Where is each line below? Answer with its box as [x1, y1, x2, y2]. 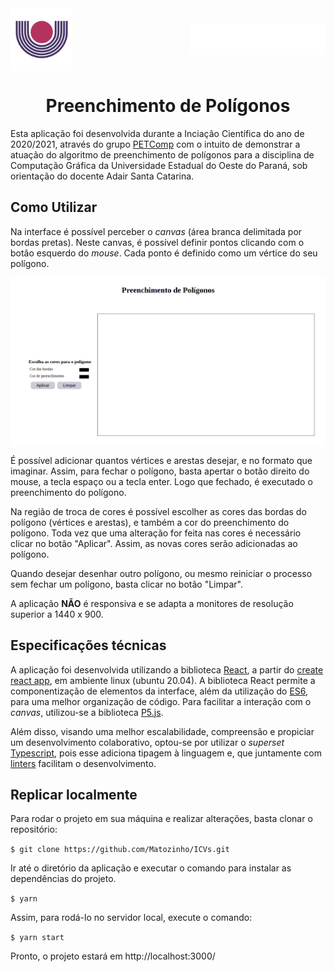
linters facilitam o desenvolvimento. [10, 757, 157, 769]
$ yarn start [10, 933, 65, 943]
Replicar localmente [10, 786, 138, 803]
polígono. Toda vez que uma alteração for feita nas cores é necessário [10, 527, 302, 539]
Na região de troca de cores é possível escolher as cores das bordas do [10, 505, 307, 517]
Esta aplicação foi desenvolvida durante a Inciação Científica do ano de [10, 127, 305, 139]
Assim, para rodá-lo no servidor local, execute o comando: [10, 912, 253, 924]
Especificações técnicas [10, 637, 167, 654]
